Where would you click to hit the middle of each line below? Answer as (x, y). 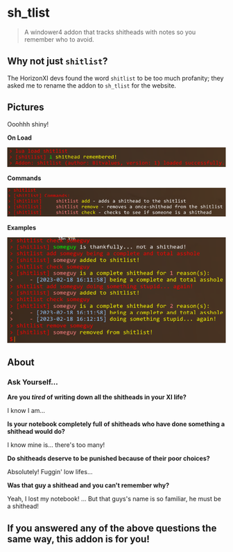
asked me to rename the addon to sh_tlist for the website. (92, 86)
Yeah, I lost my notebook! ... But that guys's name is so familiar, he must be (114, 499)
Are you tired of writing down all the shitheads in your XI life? (97, 397)
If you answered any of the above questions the (112, 528)
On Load (20, 138)
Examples (22, 227)
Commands (24, 178)
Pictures (26, 107)
